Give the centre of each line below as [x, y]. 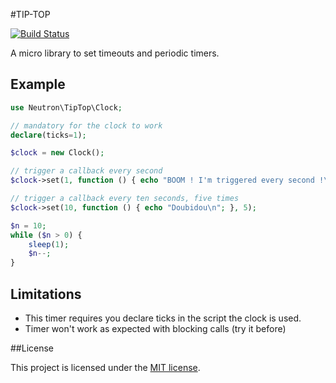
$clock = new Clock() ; [57, 153]
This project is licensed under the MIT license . [105, 367]
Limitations [46, 294]
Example [38, 84]
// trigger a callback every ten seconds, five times [125, 199]
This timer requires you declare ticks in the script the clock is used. [163, 318]
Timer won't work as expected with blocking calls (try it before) [155, 328]
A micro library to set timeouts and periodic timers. [115, 53]
